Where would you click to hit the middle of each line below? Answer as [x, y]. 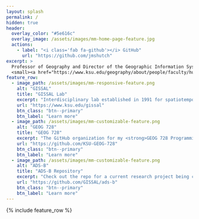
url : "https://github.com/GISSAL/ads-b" [67, 182]
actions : [22, 45]
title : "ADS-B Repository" [50, 171]
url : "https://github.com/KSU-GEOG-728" [67, 144]
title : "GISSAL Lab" [42, 94]
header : [16, 28]
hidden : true [22, 22]
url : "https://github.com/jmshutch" [67, 56]
